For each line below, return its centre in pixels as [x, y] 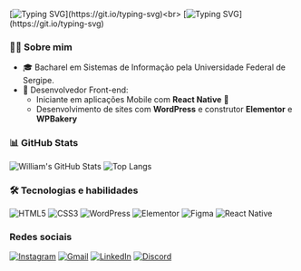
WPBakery [57, 119]
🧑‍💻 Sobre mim [41, 47]
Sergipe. [38, 81]
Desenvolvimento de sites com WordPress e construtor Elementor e [164, 110]
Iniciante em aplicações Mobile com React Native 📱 [132, 100]
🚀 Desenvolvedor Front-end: [75, 90]
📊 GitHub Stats [44, 143]
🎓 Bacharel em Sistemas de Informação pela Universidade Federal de [154, 67]
